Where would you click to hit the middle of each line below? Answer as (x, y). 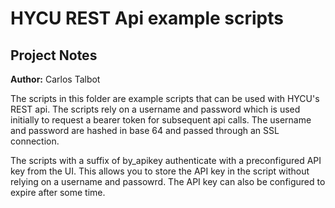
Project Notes (54, 55)
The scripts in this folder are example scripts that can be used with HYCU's (165, 98)
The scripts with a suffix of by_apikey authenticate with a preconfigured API (166, 160)
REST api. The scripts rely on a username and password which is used (155, 109)
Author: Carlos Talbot (55, 79)
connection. (35, 141)
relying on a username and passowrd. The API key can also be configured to (168, 181)
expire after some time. (58, 192)
